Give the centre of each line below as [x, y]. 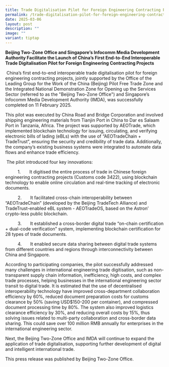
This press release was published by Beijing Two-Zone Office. [70, 359]
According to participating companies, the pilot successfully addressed [79, 264]
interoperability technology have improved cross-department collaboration [82, 291]
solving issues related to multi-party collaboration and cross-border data [80, 318]
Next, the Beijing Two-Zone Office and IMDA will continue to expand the [80, 338]
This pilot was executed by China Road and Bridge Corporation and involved [84, 114]
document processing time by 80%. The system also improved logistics [79, 307]
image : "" [16, 33]
